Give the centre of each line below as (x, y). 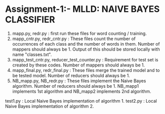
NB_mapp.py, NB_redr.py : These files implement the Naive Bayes (79, 81)
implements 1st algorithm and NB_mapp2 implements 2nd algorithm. (82, 91)
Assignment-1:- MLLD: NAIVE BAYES (82, 9)
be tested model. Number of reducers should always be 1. (71, 75)
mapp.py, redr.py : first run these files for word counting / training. (80, 33)
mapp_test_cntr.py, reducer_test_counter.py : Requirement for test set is (85, 59)
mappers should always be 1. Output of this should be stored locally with (86, 49)
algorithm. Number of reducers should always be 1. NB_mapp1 (76, 86)
